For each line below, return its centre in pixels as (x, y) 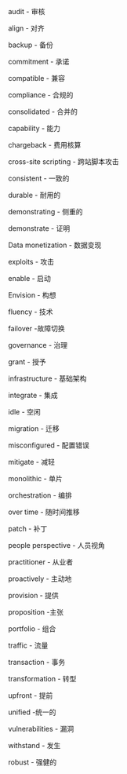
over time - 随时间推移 (44, 512)
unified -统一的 (32, 712)
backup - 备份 (31, 45)
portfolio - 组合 (32, 629)
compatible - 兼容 (36, 78)
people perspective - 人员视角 (57, 545)
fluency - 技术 (31, 312)
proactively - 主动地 (40, 579)
